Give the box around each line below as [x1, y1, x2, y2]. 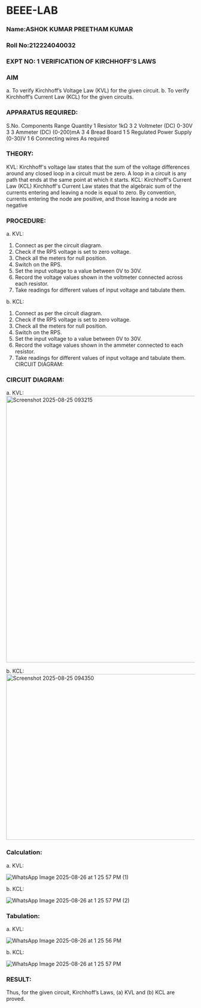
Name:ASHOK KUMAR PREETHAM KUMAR [6, 25, 133, 34]
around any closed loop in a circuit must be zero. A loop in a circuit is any [6, 169, 187, 177]
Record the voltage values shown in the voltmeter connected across [14, 274, 183, 281]
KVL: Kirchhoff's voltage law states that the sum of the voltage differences [6, 163, 190, 170]
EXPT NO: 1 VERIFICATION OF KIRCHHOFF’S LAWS [6, 57, 157, 65]
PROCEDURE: [6, 217, 46, 225]
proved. [6, 995, 26, 1003]
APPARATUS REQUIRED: [6, 109, 78, 117]
